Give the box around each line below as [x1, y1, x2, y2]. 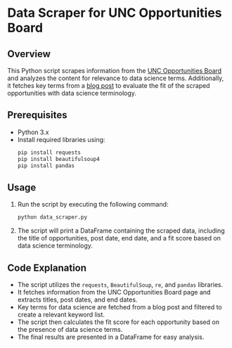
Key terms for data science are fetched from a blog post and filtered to [17, 302, 223, 311]
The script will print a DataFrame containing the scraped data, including [17, 226, 225, 235]
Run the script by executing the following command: [17, 200, 169, 209]
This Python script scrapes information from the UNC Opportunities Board [7, 67, 222, 75]
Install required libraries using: [17, 135, 105, 143]
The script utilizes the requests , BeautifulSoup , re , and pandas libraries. [17, 280, 224, 289]
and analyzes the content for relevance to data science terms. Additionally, [7, 74, 224, 82]
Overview [7, 48, 51, 60]
